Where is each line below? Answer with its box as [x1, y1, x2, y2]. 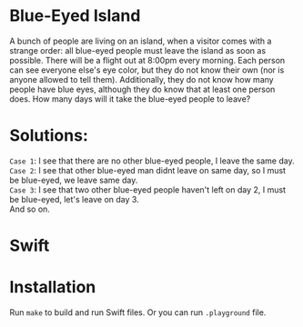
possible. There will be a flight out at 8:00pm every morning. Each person [9, 54, 286, 65]
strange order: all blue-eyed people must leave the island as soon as [9, 45, 267, 55]
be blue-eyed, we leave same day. [9, 174, 138, 185]
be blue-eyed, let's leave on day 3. [9, 193, 139, 204]
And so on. [9, 203, 50, 214]
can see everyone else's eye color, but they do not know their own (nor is [9, 64, 285, 75]
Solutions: [9, 125, 89, 146]
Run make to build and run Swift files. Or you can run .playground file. [9, 307, 267, 318]
